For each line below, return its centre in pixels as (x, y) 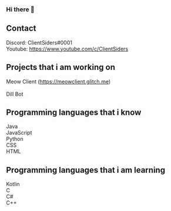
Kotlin (13, 184)
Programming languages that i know (74, 112)
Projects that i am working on (61, 67)
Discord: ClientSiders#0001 (39, 42)
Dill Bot (15, 94)
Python (15, 139)
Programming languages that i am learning (86, 170)
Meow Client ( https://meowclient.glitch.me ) (58, 81)
